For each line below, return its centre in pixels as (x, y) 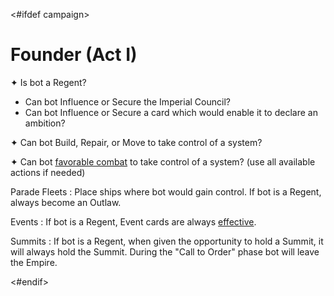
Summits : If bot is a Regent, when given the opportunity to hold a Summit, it (167, 241)
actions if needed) (48, 172)
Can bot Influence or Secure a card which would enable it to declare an (171, 112)
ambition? (45, 123)
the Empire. (34, 262)
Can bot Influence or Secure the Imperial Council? (127, 101)
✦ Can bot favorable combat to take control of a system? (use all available (163, 161)
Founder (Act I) (74, 55)
